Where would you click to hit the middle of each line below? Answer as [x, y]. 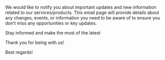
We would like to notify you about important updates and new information [81, 7]
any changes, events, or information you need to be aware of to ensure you [83, 18]
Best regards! [19, 52]
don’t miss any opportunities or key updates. [51, 23]
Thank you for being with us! [34, 42]
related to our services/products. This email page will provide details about [82, 12]
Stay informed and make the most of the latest [53, 33]
